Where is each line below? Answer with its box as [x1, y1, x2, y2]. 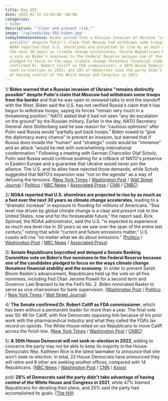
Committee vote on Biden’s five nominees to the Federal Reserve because [5, 254, 161, 260]
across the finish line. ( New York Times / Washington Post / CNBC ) [5, 328, 143, 334]
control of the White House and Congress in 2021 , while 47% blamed [5, 379, 150, 385]
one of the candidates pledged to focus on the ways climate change [5, 260, 149, 266]
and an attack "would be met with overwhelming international [5, 145, 131, 151]
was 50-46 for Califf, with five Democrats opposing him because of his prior [5, 312, 162, 318]
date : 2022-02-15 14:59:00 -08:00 [5, 12, 77, 17]
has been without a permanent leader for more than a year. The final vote [5, 306, 156, 313]
